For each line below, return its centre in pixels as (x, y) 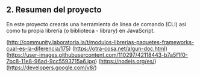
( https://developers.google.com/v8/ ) (52, 67)
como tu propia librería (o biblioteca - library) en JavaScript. (81, 30)
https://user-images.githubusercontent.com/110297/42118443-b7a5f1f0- (98, 55)
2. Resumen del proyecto (54, 10)
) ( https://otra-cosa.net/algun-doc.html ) (118, 48)
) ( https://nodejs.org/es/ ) (126, 61)
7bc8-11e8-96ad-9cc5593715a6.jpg (51, 61)
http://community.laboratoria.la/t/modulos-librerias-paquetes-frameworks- (101, 42)
